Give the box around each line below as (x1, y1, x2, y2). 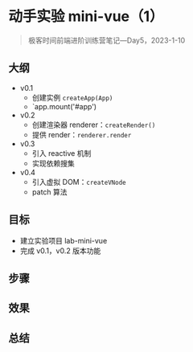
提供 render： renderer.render (31, 129, 132, 139)
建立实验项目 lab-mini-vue (19, 235, 108, 245)
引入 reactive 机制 (31, 148, 92, 158)
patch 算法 (31, 186, 68, 197)
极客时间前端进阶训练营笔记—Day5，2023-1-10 (27, 35, 186, 45)
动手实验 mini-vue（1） (8, 7, 164, 26)
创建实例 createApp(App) (31, 92, 113, 102)
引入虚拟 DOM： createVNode (31, 177, 126, 186)
